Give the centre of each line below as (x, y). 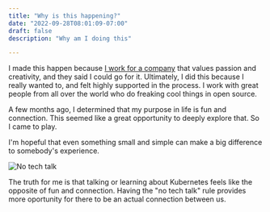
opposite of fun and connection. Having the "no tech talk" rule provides (127, 191)
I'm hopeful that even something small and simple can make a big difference (135, 143)
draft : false (30, 31)
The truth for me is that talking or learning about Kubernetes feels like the (131, 182)
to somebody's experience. (54, 151)
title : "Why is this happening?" (65, 16)
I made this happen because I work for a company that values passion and (133, 69)
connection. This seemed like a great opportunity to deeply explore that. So (134, 118)
